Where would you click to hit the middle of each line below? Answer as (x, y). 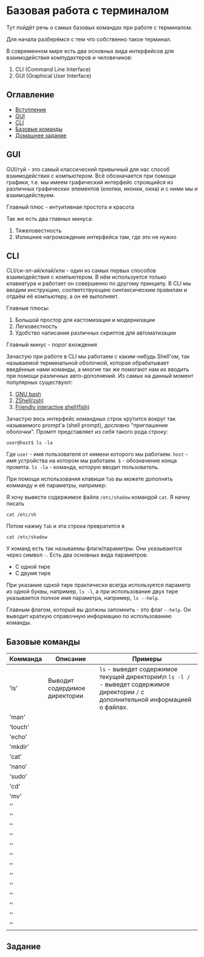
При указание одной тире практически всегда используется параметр (99, 585)
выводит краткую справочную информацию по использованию (89, 616)
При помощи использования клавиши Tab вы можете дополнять (90, 479)
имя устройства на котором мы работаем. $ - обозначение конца (92, 461)
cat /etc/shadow (27, 537)
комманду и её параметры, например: (56, 485)
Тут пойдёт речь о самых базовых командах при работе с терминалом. (99, 27)
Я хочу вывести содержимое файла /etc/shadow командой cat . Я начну (98, 497)
